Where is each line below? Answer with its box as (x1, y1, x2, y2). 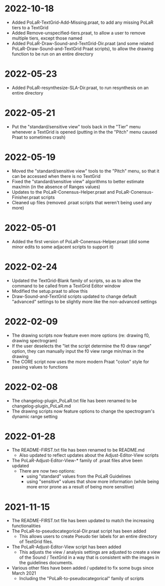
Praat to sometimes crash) (11, 134, 66, 140)
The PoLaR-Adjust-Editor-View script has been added (11, 544, 122, 550)
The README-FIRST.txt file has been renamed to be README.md (11, 447, 145, 453)
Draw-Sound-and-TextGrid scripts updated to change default (11, 293, 137, 299)
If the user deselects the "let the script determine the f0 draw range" (11, 343, 152, 349)
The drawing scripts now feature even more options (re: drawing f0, (11, 332, 150, 338)
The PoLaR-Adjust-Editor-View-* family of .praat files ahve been (11, 458, 143, 464)
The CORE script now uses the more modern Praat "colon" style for (11, 359, 149, 365)
